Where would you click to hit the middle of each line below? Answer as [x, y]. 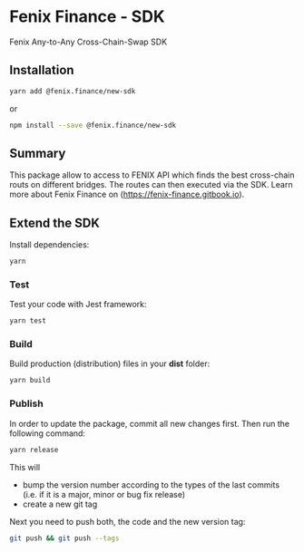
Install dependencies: [49, 245]
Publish [26, 403]
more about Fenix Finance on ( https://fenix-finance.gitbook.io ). [127, 194]
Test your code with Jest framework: [78, 305]
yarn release [34, 450]
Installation [42, 70]
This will [25, 467]
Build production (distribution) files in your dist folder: [110, 363]
